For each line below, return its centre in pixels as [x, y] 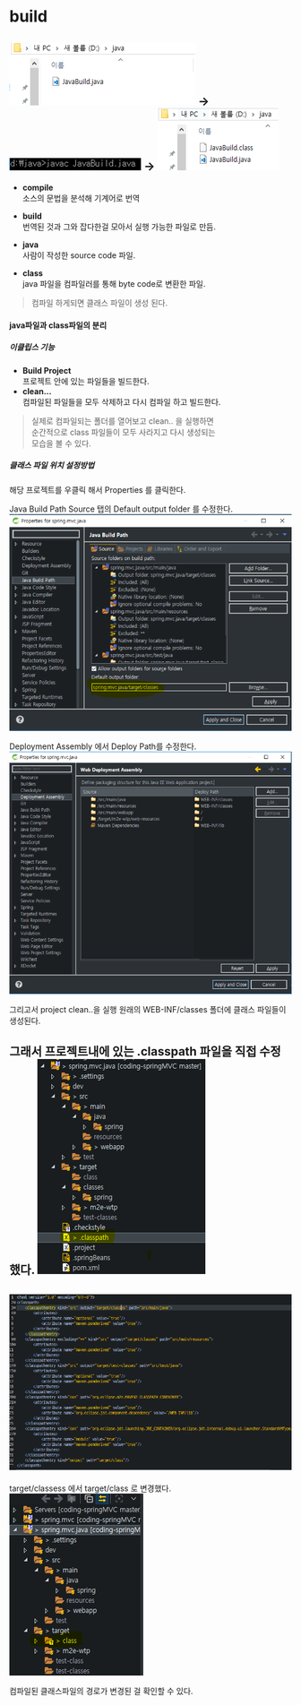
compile [38, 187]
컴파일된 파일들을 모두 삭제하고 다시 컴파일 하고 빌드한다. [121, 401]
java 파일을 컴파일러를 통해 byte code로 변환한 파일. [114, 284]
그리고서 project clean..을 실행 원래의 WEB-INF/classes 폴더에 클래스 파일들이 [148, 1009]
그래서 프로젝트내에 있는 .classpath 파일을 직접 [133, 1051]
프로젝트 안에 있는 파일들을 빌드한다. [86, 381]
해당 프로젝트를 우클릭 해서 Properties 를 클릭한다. [98, 489]
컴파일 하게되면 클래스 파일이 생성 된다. [99, 303]
